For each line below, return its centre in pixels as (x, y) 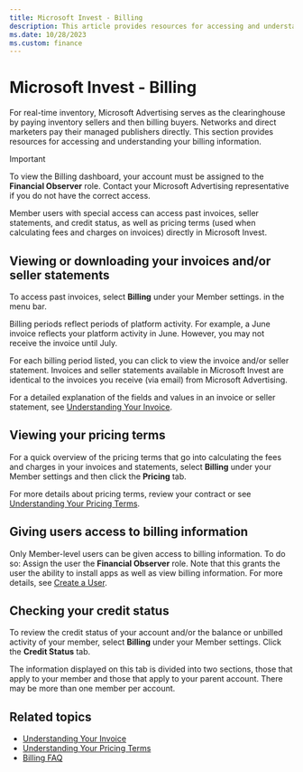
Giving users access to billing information (129, 532)
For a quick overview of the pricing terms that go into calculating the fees (146, 457)
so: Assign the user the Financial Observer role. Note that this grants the (145, 563)
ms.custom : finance (46, 43)
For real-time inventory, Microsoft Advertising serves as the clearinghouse (147, 113)
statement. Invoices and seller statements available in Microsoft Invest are (147, 370)
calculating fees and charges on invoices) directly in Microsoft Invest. (138, 232)
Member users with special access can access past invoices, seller (134, 213)
